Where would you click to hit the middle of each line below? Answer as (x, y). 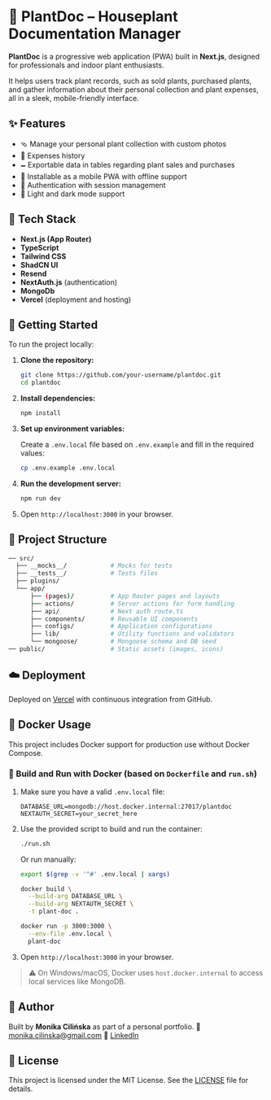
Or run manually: (48, 859)
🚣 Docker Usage (50, 725)
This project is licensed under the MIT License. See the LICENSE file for (129, 1080)
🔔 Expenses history (52, 155)
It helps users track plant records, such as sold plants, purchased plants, (130, 81)
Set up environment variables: (72, 429)
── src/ (22, 558)
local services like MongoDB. (77, 981)
